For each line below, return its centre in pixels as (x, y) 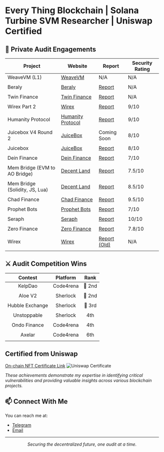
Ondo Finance (28, 325)
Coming (108, 132)
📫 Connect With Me (37, 401)
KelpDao (28, 286)
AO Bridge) (20, 174)
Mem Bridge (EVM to (31, 168)
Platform (66, 278)
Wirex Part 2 (22, 107)
